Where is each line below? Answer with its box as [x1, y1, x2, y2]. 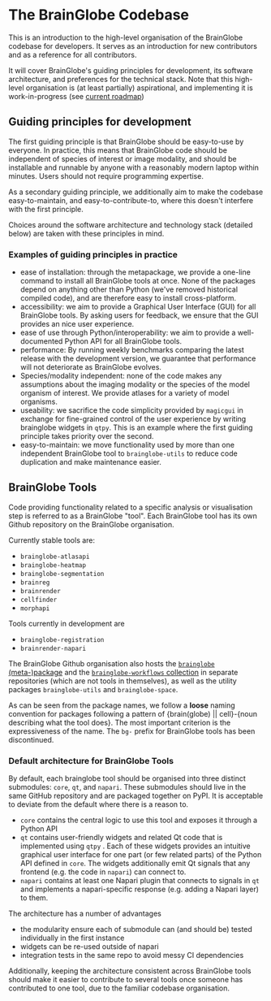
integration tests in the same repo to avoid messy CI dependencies [19, 951, 244, 960]
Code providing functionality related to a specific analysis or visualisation [8, 502, 253, 512]
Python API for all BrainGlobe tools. [64, 336, 183, 346]
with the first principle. [8, 204, 84, 214]
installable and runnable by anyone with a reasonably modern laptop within [8, 162, 260, 172]
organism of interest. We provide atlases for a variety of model [19, 388, 230, 398]
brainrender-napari [19, 644, 87, 652]
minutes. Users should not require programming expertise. [8, 171, 204, 180]
